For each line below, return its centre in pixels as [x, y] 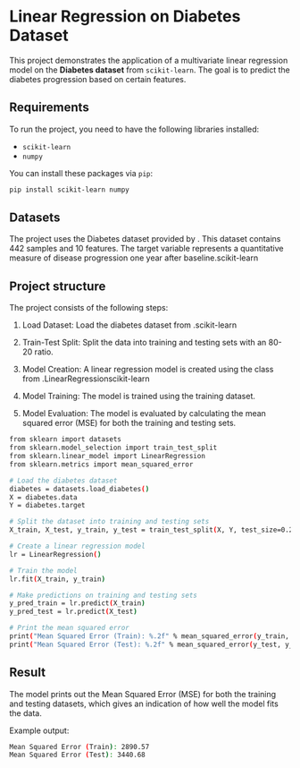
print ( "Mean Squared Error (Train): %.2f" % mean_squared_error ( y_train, [150, 636]
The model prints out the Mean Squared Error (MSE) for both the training [143, 694]
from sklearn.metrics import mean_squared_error [101, 464]
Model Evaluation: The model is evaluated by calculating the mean [144, 414]
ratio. [44, 352]
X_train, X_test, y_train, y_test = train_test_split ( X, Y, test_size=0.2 [151, 530]
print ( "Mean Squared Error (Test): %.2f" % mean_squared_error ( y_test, [145, 644]
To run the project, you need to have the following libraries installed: [134, 129]
